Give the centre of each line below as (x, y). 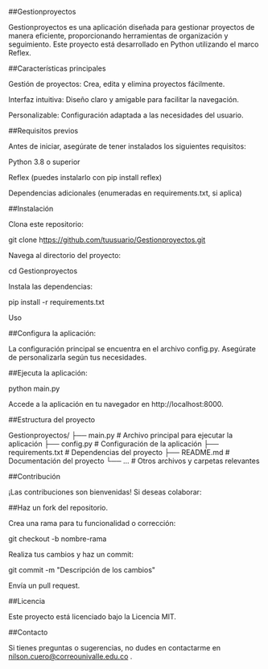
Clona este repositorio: (46, 224)
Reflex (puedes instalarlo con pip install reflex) (85, 177)
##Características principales (57, 68)
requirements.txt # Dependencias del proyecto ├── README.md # (119, 452)
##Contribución (34, 476)
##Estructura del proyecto (52, 420)
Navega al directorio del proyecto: (65, 255)
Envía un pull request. (44, 585)
